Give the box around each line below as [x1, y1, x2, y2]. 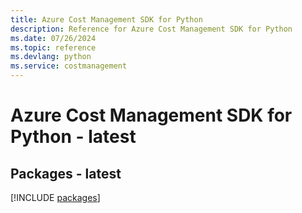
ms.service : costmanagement [10, 61, 128, 71]
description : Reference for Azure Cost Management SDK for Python [10, 24, 293, 34]
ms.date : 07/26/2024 [10, 33, 97, 43]
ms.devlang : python [10, 52, 92, 62]
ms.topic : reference [10, 42, 97, 53]
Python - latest [10, 126, 137, 148]
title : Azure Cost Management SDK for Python [10, 14, 203, 25]
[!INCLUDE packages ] [10, 192, 101, 203]
